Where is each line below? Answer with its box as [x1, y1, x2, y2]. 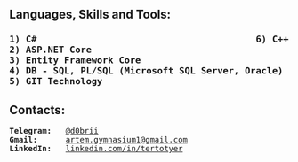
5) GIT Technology [9, 75, 103, 88]
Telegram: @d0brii [9, 126, 100, 136]
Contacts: [9, 102, 66, 118]
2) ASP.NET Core [9, 44, 92, 56]
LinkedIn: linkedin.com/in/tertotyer [9, 143, 183, 154]
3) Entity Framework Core [9, 55, 141, 66]
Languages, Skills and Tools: [9, 7, 172, 22]
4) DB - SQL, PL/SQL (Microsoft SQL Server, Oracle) [9, 66, 284, 77]
